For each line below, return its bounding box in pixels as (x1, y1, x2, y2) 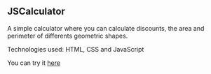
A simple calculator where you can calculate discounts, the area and (7, 24, 205, 32)
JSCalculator (7, 6, 65, 17)
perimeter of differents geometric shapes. (7, 31, 128, 40)
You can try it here (7, 59, 61, 67)
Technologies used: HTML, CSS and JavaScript (7, 45, 144, 53)
